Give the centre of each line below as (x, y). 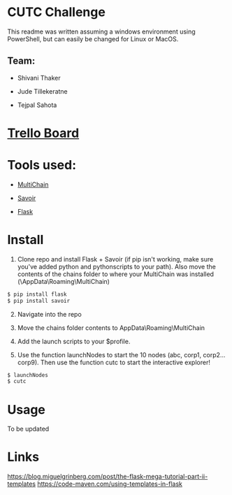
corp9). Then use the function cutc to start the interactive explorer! (114, 362)
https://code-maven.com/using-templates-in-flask (110, 484)
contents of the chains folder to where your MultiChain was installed (116, 274)
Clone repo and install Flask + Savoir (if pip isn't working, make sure (115, 259)
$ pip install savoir (39, 301)
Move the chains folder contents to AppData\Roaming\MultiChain (111, 328)
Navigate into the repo (49, 314)
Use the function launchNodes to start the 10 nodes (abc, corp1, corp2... (121, 354)
